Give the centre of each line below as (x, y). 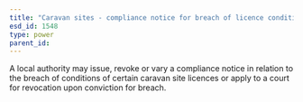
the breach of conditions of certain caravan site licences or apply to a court (150, 79)
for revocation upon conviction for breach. (88, 88)
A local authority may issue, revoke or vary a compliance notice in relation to (151, 69)
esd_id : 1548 (34, 26)
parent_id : (30, 43)
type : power (32, 34)
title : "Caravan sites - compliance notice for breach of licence (137, 18)
